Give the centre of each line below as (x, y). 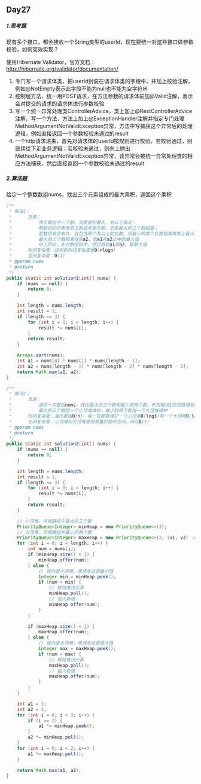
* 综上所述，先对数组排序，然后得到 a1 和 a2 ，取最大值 (78, 245)
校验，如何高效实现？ (32, 50)
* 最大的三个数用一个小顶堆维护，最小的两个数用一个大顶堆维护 (88, 411)
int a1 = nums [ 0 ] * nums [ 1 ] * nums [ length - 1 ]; (79, 361)
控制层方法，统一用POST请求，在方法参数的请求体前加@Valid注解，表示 (104, 96)
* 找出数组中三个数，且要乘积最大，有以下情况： (72, 222)
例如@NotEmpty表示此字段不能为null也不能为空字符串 (81, 89)
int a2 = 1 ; (32, 709)
